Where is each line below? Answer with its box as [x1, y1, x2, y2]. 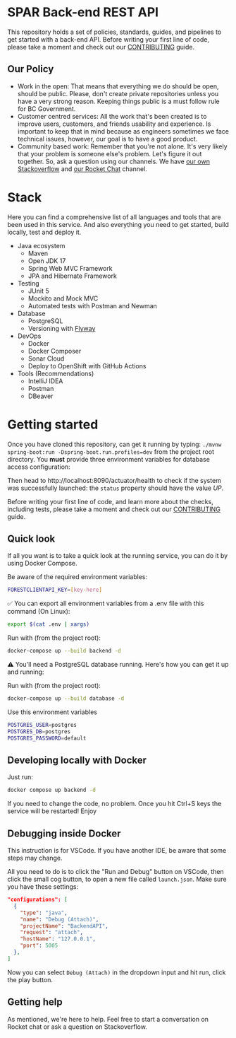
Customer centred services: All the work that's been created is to [17, 112, 207, 120]
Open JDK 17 [27, 256, 66, 265]
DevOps [17, 332, 42, 340]
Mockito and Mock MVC [27, 294, 99, 303]
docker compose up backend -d [7, 786, 97, 794]
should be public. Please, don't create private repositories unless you [17, 89, 219, 98]
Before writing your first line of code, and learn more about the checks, [7, 497, 213, 506]
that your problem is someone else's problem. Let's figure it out [17, 149, 202, 158]
